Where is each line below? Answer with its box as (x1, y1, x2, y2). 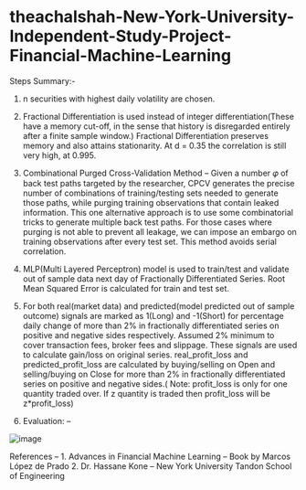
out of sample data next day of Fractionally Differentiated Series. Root (22, 272, 286, 284)
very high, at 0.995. (22, 149, 97, 161)
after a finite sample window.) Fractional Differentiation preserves (22, 130, 269, 141)
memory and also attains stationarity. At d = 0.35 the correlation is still (22, 140, 287, 151)
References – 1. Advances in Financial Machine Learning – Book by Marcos (9, 451, 290, 462)
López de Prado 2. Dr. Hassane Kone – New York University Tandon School (9, 460, 292, 472)
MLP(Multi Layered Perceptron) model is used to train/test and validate (22, 263, 290, 274)
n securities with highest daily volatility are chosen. (22, 93, 216, 104)
